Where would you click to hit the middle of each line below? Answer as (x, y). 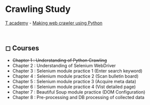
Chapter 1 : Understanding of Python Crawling (60, 60)
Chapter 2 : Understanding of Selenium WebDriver (64, 65)
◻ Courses (22, 48)
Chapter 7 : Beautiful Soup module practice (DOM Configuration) (79, 92)
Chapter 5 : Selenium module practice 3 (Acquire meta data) (74, 81)
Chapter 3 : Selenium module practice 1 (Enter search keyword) (77, 71)
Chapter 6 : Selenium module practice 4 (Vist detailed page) (74, 87)
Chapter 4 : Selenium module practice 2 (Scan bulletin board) (75, 76)
